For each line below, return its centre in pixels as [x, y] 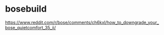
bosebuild [26, 9]
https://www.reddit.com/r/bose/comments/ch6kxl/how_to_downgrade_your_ [82, 22]
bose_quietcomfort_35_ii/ [31, 27]
